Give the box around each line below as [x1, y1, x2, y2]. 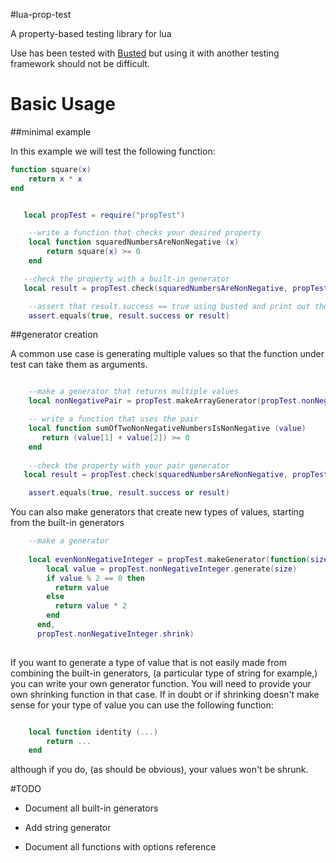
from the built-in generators [10, 517, 125, 529]
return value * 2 [54, 601, 128, 611]
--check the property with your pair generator [28, 460, 230, 471]
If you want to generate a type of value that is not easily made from [10, 656, 287, 668]
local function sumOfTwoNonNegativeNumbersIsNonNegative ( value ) [28, 424, 307, 434]
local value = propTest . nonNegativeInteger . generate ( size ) [46, 564, 298, 574]
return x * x [28, 174, 83, 184]
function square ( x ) [10, 164, 92, 174]
